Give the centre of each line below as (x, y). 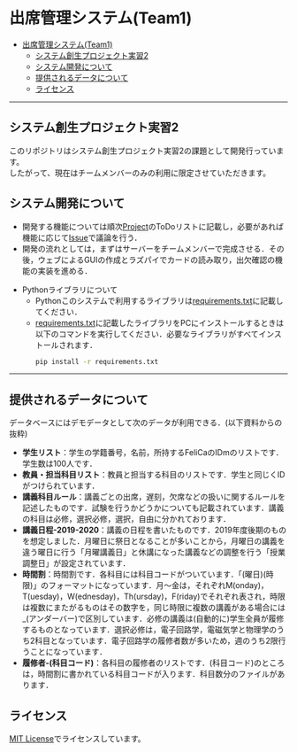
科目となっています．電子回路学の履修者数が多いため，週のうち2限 (156, 641)
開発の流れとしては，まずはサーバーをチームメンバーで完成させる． (145, 248)
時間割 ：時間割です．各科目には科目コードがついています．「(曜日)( (144, 574)
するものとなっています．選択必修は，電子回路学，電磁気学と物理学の (149, 630)
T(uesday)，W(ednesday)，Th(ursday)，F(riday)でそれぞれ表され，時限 (153, 597)
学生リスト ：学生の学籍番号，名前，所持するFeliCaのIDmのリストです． (153, 453)
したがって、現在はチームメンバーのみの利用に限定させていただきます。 (140, 173)
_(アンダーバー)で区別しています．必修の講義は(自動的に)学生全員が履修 (153, 619)
